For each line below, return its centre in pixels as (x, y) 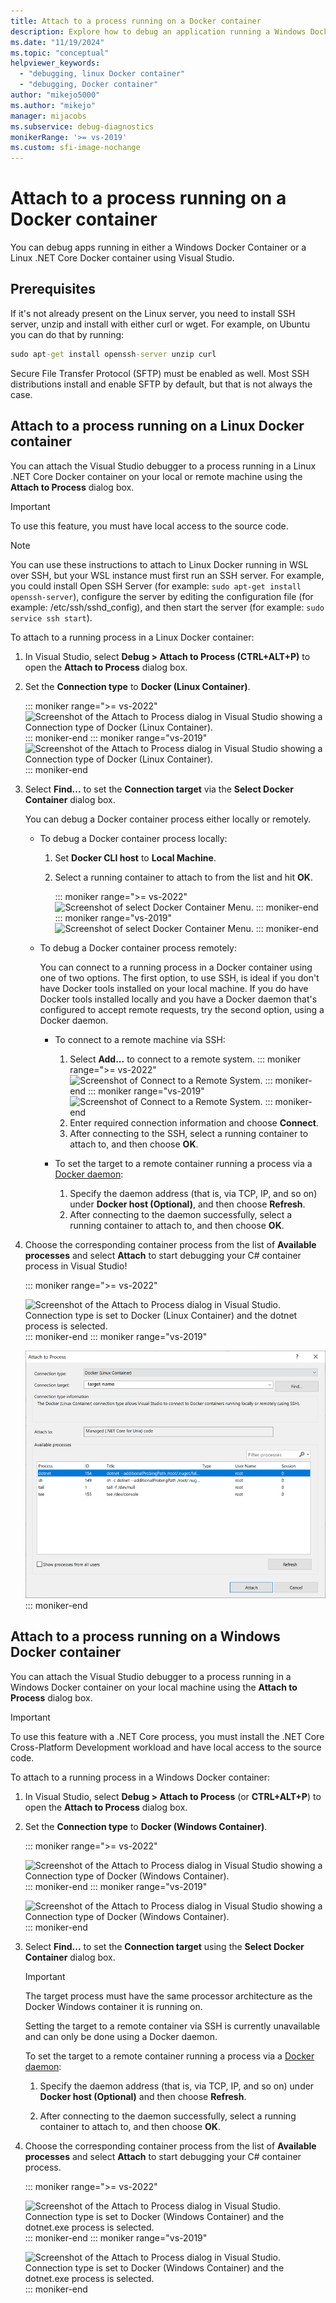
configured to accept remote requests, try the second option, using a (182, 1009)
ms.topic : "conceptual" (60, 53)
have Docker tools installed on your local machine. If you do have (174, 988)
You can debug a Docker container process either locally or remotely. (168, 819)
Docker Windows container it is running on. (113, 2006)
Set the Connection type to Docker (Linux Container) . (137, 686)
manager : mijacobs (48, 116)
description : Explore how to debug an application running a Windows (158, 31)
